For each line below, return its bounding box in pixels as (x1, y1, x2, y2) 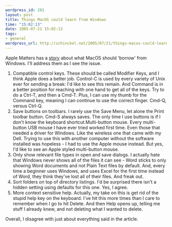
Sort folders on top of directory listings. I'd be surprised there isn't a (12, 178, 157, 185)
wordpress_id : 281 (5, 7, 45, 13)
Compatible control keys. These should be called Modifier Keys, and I (12, 70, 160, 76)
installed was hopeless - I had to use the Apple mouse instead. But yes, (12, 141, 164, 147)
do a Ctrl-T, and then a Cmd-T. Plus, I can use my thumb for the (12, 92, 147, 98)
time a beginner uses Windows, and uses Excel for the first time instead (12, 168, 164, 174)
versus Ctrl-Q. (12, 103, 43, 109)
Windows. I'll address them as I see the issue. (5, 60, 101, 66)
